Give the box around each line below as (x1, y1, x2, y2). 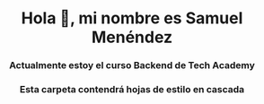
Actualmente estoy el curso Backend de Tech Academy (9, 59, 255, 72)
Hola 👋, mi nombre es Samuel (21, 8, 243, 29)
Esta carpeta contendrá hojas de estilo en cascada (20, 83, 244, 96)
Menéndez (91, 27, 173, 48)
